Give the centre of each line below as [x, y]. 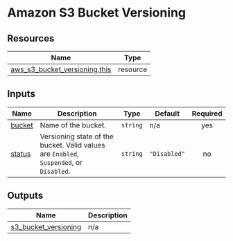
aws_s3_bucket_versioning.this [61, 69]
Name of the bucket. [73, 125]
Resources [31, 38]
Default [167, 114]
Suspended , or [61, 162]
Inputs [21, 94]
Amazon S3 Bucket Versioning [96, 13]
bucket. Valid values [72, 145]
